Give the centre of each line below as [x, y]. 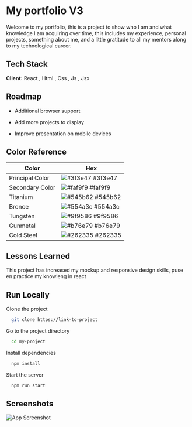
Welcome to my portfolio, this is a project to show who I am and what [89, 27]
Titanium [21, 197]
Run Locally [28, 295]
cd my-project [28, 341]
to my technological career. [39, 46]
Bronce [19, 207]
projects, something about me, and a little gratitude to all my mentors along [96, 39]
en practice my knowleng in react [46, 276]
